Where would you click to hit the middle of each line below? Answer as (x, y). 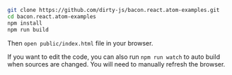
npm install (25, 23)
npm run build (28, 29)
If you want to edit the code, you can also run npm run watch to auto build (114, 57)
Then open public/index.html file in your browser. (80, 43)
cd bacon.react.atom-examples (52, 16)
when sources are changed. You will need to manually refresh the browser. (116, 64)
